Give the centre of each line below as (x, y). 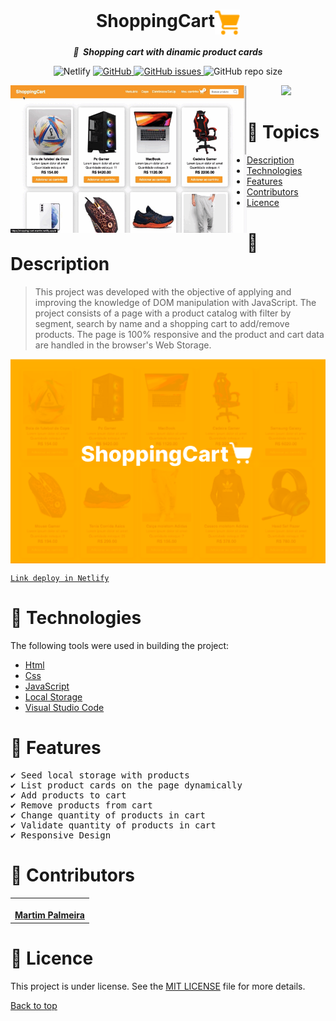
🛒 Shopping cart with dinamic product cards (168, 51)
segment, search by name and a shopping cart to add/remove (162, 323)
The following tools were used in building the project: (120, 645)
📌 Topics (283, 132)
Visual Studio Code (64, 707)
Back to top (34, 1005)
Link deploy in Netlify (60, 578)
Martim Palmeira (49, 915)
